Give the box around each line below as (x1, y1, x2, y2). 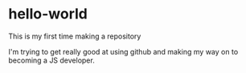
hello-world (8, 5, 88, 23)
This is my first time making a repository (8, 31, 141, 41)
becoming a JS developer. (8, 55, 95, 65)
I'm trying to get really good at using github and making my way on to (8, 47, 239, 56)
